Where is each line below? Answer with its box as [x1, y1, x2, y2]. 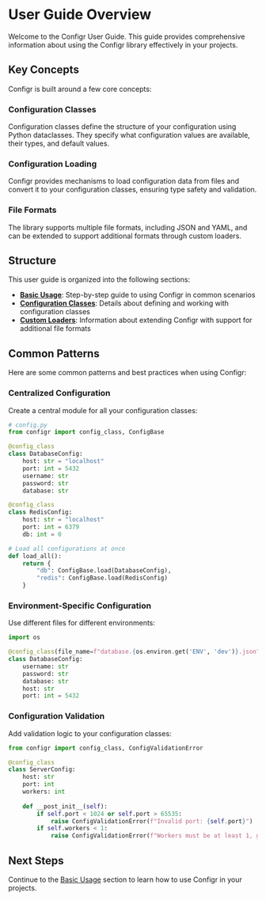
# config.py [8, 421, 47, 429]
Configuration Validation [8, 711, 105, 722]
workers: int [22, 788, 66, 796]
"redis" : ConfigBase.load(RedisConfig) [36, 574, 169, 583]
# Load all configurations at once [8, 545, 126, 553]
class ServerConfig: [8, 765, 77, 773]
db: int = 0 [22, 530, 62, 538]
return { [22, 560, 51, 568]
